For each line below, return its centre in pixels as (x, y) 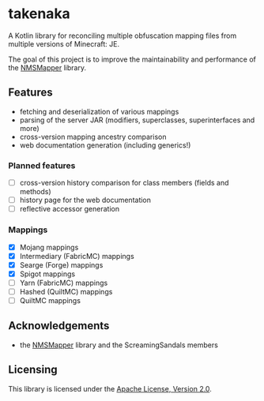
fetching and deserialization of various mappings (99, 111)
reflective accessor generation (70, 209)
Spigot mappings (47, 274)
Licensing (33, 370)
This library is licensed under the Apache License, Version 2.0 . (110, 388)
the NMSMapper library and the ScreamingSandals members (119, 345)
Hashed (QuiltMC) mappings (66, 291)
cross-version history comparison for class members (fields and (124, 183)
